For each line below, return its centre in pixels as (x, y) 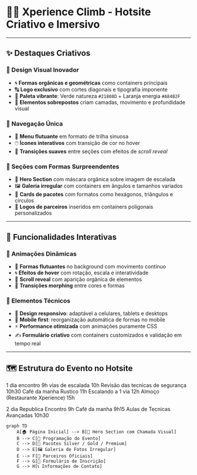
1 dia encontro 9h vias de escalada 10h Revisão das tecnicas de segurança (96, 385)
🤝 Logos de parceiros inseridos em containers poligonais (84, 207)
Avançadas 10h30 (28, 415)
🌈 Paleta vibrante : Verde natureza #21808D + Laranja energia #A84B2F (97, 96)
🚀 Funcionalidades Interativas (62, 237)
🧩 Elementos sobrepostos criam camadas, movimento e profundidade (100, 102)
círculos (24, 201)
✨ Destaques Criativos (48, 53)
